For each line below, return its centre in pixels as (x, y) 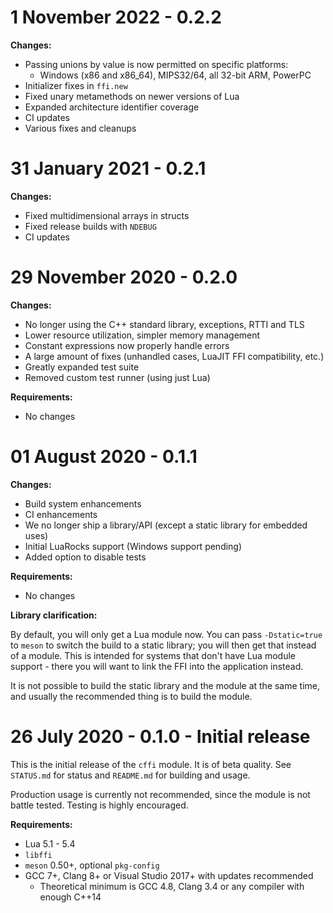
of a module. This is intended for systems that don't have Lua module (153, 655)
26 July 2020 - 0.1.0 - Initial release (160, 736)
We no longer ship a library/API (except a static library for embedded (166, 525)
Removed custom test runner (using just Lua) (117, 377)
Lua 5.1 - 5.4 (50, 843)
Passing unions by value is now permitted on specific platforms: (156, 64)
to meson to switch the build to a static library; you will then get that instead (163, 645)
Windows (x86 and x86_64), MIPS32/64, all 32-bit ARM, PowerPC (175, 75)
